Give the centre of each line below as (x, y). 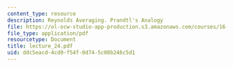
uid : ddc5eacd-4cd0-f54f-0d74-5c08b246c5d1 (71, 53)
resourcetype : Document (42, 40)
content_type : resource (42, 14)
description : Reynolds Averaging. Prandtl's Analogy (85, 20)
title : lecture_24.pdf (40, 46)
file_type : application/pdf (48, 33)
